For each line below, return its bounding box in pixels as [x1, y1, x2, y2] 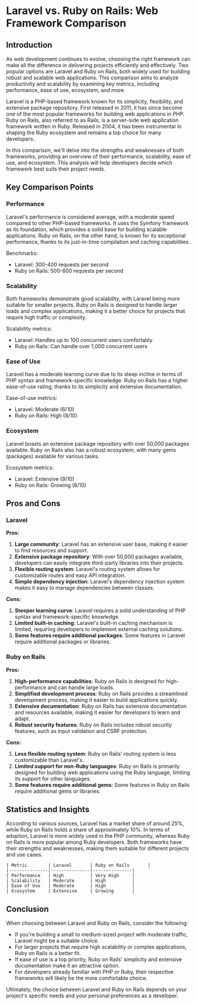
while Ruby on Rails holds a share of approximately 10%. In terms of [6, 826, 170, 833]
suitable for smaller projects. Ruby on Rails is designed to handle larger [6, 301, 178, 308]
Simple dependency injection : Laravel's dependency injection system [14, 578, 185, 585]
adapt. [14, 715, 30, 722]
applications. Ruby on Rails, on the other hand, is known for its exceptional [6, 232, 186, 239]
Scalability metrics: [6, 325, 52, 332]
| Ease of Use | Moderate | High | [6, 883, 135, 889]
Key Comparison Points [6, 182, 94, 192]
